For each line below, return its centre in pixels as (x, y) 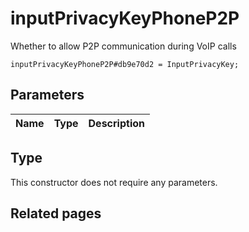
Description (116, 123)
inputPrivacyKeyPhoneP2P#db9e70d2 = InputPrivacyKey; (125, 64)
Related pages (56, 213)
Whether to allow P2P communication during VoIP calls (123, 46)
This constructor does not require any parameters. (114, 182)
